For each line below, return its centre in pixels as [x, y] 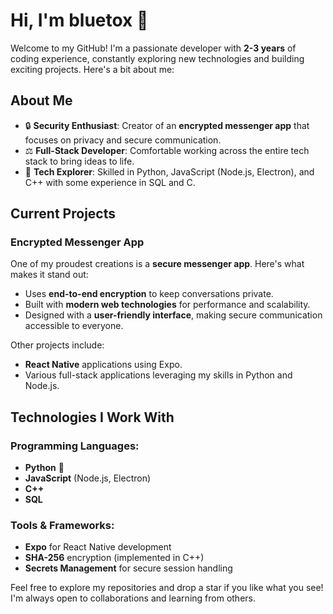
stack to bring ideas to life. [79, 161]
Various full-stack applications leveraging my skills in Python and [158, 375]
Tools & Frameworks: [62, 526]
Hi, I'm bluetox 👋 [79, 20]
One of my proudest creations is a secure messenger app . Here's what [157, 264]
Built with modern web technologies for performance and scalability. [167, 305]
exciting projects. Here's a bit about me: [92, 69]
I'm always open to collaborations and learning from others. [133, 598]
